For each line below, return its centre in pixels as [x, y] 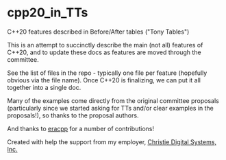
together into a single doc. [44, 87]
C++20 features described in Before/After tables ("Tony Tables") [98, 32]
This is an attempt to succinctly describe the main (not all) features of [105, 45]
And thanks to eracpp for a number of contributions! [80, 128]
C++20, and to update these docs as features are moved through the [104, 52]
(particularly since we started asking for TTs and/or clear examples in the [111, 108]
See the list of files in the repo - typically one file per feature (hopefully [107, 73]
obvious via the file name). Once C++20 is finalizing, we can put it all [104, 80]
